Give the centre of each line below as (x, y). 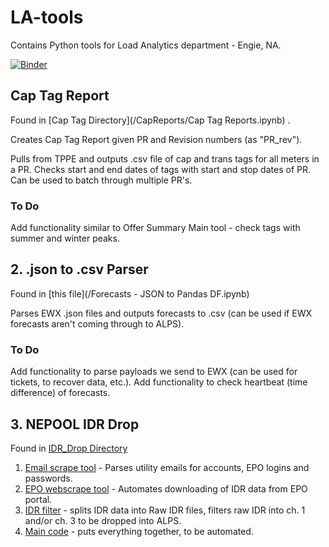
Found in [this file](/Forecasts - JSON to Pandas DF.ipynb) (130, 293)
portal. (38, 499)
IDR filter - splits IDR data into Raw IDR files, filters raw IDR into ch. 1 (165, 510)
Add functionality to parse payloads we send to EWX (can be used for (154, 372)
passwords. (48, 478)
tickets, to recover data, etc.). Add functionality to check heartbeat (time (159, 382)
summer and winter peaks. (65, 238)
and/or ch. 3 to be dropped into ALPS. (103, 520)
